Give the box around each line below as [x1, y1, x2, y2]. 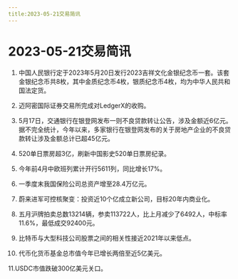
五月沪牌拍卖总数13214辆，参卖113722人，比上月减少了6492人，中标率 [18, 209, 227, 218]
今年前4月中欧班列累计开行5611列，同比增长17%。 [18, 164, 167, 173]
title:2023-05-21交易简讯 [8, 10, 81, 18]
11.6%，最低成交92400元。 [18, 219, 99, 227]
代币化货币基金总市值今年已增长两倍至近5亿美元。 [18, 248, 167, 257]
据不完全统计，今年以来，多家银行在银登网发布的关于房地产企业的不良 [18, 125, 225, 134]
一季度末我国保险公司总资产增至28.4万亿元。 [18, 179, 151, 188]
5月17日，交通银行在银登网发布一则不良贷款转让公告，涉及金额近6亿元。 [18, 116, 232, 125]
